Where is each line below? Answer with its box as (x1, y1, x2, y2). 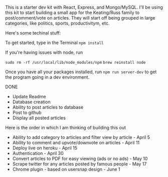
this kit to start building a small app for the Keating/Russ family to (5, 10, 140, 16)
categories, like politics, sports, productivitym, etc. (5, 20, 110, 26)
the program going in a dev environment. (5, 74, 90, 80)
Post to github (12, 110, 42, 115)
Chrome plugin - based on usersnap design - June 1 (12, 166, 120, 172)
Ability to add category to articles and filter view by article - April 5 (12, 134, 150, 140)
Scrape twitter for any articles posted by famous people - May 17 (12, 161, 147, 167)
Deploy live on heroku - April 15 (12, 145, 78, 151)
